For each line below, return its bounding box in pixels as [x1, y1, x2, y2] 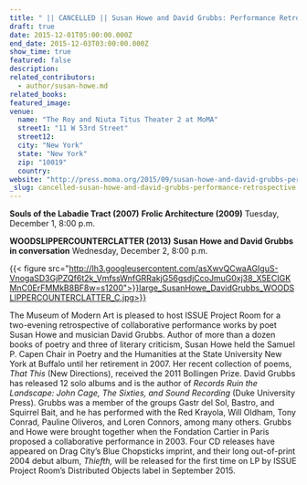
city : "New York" [17, 141, 84, 150]
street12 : [17, 132, 55, 142]
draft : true [9, 22, 55, 31]
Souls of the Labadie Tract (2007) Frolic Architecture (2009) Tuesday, [9, 208, 280, 219]
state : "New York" [17, 149, 89, 158]
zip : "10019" [17, 157, 68, 167]
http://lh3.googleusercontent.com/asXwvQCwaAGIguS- [68, 263, 279, 274]
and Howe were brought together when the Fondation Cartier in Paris [9, 427, 270, 438]
